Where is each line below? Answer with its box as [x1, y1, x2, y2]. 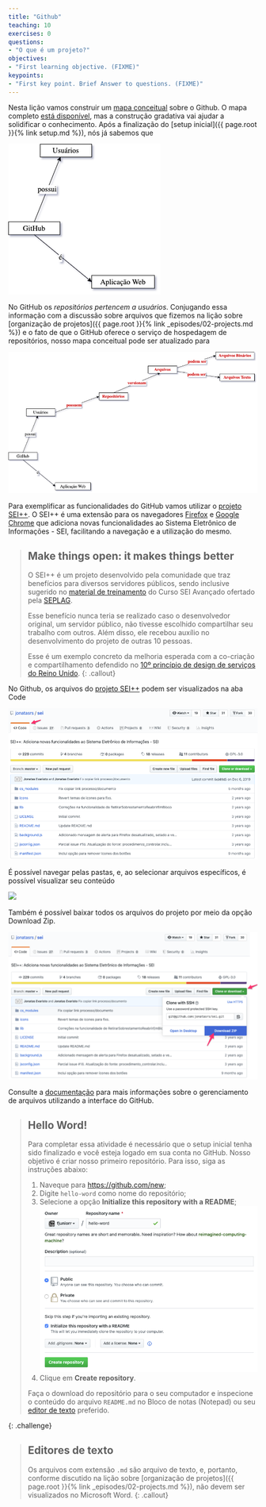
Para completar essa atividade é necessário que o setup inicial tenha [27, 1139, 253, 1149]
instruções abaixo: [27, 1165, 89, 1174]
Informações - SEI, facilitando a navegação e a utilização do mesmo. [8, 526, 232, 536]
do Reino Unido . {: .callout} [27, 669, 116, 678]
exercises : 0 [8, 29, 51, 37]
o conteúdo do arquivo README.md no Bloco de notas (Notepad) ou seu [27, 1397, 256, 1407]
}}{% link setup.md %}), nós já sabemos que [8, 128, 154, 137]
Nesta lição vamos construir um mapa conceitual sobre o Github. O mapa [8, 102, 248, 112]
